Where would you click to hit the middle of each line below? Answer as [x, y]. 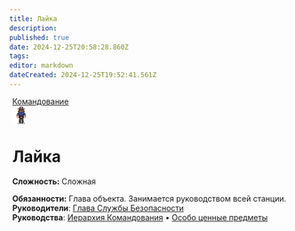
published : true [39, 37]
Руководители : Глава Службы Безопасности [98, 208]
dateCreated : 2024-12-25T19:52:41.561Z [83, 76]
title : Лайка [33, 19]
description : [33, 28]
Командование [40, 101]
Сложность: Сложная [54, 181]
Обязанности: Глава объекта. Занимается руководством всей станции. [149, 198]
